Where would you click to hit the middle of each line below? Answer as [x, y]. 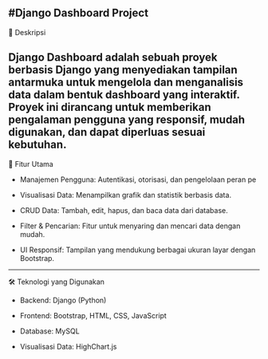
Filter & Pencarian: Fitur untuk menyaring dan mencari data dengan [130, 226]
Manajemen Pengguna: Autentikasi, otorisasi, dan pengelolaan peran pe [138, 179]
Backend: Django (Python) [63, 300]
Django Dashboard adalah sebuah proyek [113, 58]
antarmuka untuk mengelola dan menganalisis [126, 83]
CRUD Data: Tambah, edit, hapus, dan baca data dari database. [124, 210]
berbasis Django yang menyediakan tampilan [123, 70]
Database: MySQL [49, 331]
